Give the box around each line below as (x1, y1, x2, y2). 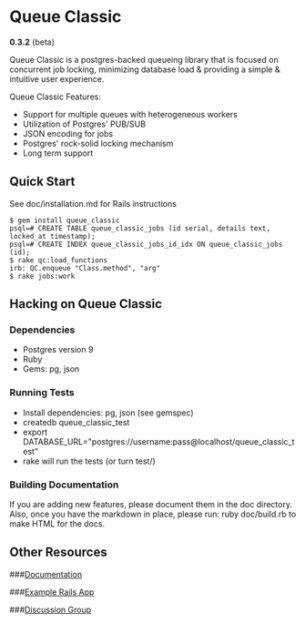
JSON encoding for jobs (22, 128, 114, 138)
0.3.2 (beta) (9, 36, 56, 47)
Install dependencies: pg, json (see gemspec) (22, 407, 194, 418)
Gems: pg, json (22, 363, 80, 374)
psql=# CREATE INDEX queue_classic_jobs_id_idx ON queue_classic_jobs (9, 240, 283, 249)
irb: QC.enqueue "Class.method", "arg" (9, 263, 161, 272)
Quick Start (9, 174, 76, 189)
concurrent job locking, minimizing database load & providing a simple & (9, 64, 280, 75)
